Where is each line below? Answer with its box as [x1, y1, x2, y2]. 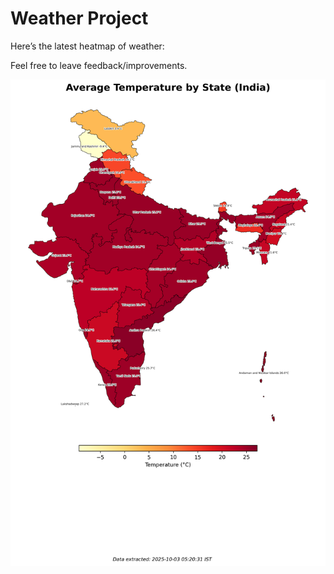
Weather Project [10, 7, 149, 30]
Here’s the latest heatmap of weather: [10, 40, 165, 52]
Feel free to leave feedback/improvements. [10, 59, 188, 71]
